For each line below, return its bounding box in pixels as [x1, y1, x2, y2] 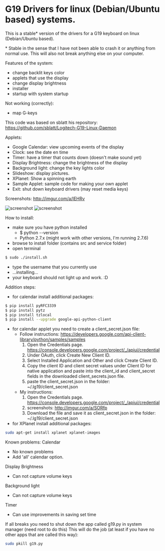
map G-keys [12, 110, 38, 116]
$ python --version [19, 229, 58, 236]
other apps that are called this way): [5, 532, 79, 538]
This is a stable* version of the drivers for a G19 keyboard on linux [5, 30, 140, 36]
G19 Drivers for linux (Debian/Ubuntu [5, 3, 160, 15]
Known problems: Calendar [5, 439, 61, 445]
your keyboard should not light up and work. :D [12, 274, 108, 280]
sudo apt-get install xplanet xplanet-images [5, 430, 100, 435]
